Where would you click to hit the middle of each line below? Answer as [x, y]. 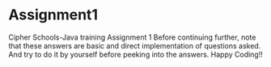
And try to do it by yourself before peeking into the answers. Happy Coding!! [135, 54]
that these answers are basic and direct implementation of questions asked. [135, 45]
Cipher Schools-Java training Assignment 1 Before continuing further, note [132, 37]
